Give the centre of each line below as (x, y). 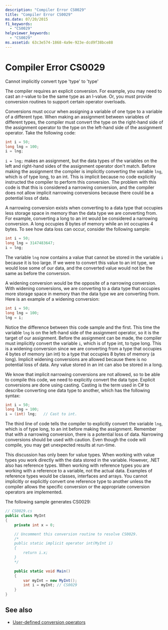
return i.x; (36, 553)
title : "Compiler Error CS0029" (39, 15)
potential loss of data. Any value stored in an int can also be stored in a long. (84, 364)
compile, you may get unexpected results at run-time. (61, 445)
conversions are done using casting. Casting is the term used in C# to (77, 385)
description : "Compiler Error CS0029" (46, 10)
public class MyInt (26, 516)
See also (19, 610)
